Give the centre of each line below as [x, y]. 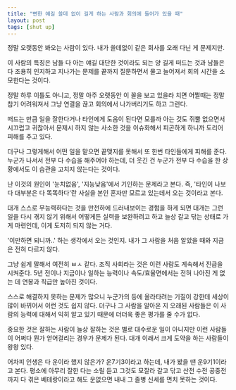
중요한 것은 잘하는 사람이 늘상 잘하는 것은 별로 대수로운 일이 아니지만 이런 [108, 329]
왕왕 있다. [20, 347]
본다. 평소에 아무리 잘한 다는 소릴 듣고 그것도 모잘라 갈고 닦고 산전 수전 [111, 371]
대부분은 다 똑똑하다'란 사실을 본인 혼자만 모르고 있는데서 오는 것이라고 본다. [119, 193]
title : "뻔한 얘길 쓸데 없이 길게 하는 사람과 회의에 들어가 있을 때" [95, 14]
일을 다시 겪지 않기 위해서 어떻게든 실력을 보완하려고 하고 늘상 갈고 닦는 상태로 [114, 217]
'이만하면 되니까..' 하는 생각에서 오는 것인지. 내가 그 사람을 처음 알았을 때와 [109, 241]
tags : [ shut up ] [31, 27]
